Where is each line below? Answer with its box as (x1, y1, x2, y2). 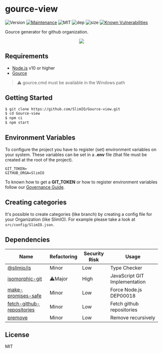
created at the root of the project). (5, 157, 73, 162)
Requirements (5, 52, 49, 60)
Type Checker (110, 264, 143, 271)
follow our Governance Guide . (5, 184, 65, 190)
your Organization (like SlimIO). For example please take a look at (5, 216, 136, 222)
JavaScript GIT (110, 272, 145, 279)
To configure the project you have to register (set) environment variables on (5, 146, 157, 152)
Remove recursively (110, 314, 155, 321)
